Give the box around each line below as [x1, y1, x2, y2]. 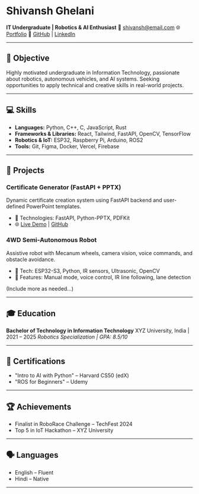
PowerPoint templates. [26, 203, 82, 210]
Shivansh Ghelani [6, 4, 95, 18]
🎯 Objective [6, 53, 50, 63]
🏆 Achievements [6, 401, 72, 412]
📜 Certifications [6, 356, 66, 366]
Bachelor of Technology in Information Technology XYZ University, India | [6, 327, 190, 334]
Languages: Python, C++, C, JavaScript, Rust [14, 123, 127, 131]
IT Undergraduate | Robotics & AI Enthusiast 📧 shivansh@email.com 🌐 [6, 24, 181, 31]
